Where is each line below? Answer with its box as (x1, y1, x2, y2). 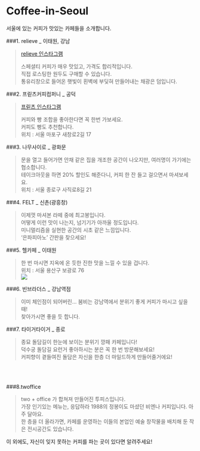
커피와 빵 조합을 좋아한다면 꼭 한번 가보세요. (20, 115, 124, 123)
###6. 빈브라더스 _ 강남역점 (6, 285, 71, 292)
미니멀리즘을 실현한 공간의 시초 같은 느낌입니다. (20, 226, 131, 234)
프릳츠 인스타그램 (20, 103, 61, 110)
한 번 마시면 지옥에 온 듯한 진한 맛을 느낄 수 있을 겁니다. (20, 259, 150, 266)
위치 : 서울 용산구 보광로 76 (20, 266, 85, 274)
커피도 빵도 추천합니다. (20, 123, 74, 130)
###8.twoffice (6, 383, 41, 390)
